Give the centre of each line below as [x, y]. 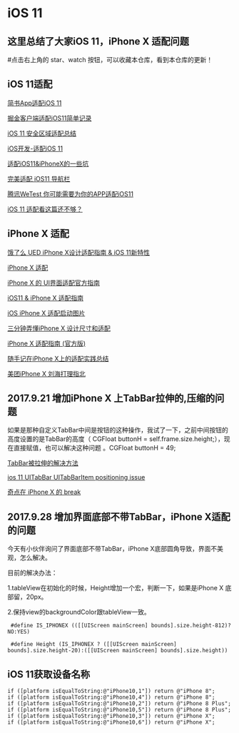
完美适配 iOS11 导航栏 [39, 178]
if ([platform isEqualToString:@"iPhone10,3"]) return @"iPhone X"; [111, 716]
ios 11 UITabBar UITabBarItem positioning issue [76, 477]
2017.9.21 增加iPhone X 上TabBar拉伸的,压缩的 [111, 399]
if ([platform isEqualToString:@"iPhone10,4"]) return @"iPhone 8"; [111, 697]
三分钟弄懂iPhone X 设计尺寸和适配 [59, 328]
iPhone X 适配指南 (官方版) [47, 343]
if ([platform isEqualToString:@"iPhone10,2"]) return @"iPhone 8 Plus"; [119, 704]
